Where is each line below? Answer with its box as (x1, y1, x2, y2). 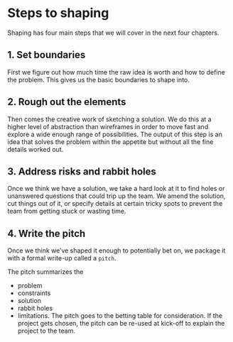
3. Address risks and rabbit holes (7, 165, 156, 177)
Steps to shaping (7, 5, 109, 21)
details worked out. (7, 145, 64, 153)
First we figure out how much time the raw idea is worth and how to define (7, 67, 225, 76)
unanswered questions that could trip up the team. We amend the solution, (7, 192, 226, 200)
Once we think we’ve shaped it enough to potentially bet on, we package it (7, 246, 226, 255)
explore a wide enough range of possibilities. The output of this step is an (7, 130, 222, 138)
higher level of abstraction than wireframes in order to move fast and (7, 122, 209, 131)
